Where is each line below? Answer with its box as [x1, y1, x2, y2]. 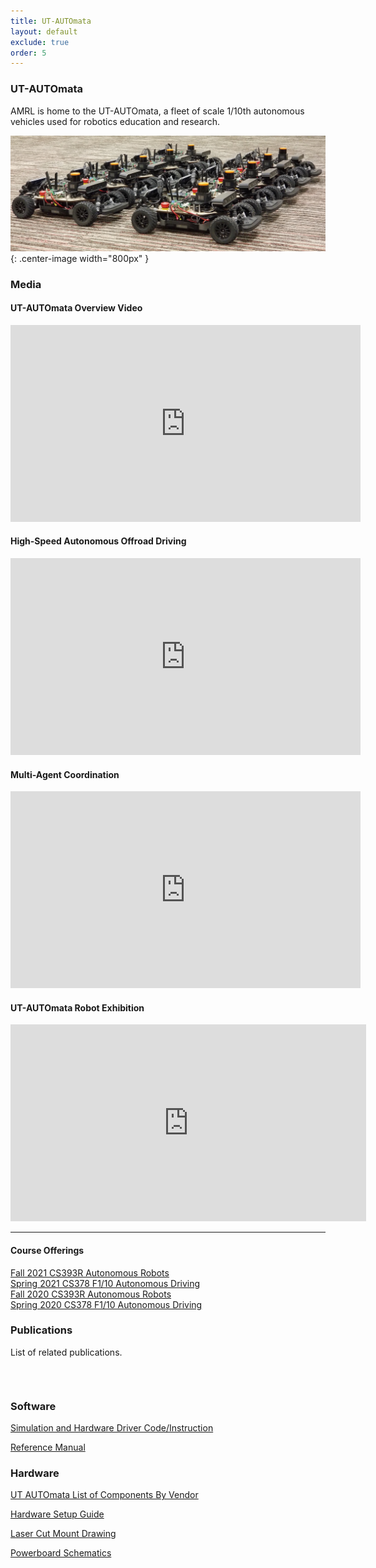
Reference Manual [10, 1441, 86, 1454]
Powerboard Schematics [10, 1547, 112, 1559]
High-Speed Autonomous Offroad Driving [10, 535, 187, 547]
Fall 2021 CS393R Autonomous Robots [10, 1266, 170, 1279]
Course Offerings [10, 1244, 85, 1256]
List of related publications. [10, 1346, 123, 1358]
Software [10, 1399, 57, 1413]
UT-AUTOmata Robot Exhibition [10, 1001, 145, 1014]
